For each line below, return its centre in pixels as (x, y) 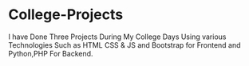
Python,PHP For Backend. (51, 53)
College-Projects (66, 15)
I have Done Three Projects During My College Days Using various (117, 37)
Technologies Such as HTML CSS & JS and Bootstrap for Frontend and (125, 45)
